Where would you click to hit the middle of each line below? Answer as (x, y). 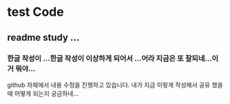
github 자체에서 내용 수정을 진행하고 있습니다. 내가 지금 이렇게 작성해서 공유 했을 (115, 85)
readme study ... (43, 38)
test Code (35, 12)
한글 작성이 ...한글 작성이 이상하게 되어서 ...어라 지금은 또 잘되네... (109, 58)
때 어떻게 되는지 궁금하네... (43, 93)
